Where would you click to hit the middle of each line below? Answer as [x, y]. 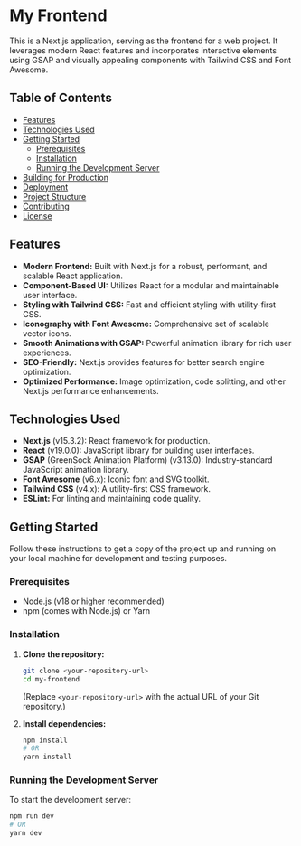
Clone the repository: [63, 654]
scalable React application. [73, 276]
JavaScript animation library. [75, 470]
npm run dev [32, 816]
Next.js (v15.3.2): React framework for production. [116, 441]
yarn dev [26, 833]
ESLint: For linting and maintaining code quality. [112, 499]
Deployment [45, 187]
